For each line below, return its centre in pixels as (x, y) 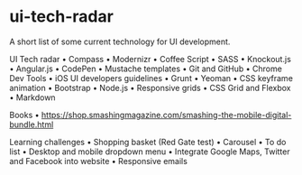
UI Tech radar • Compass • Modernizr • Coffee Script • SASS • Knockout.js (150, 59)
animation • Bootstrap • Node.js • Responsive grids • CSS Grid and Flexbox (150, 87)
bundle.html (32, 124)
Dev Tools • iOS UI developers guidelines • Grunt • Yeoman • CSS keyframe (151, 78)
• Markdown (32, 97)
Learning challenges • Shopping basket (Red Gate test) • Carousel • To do (148, 142)
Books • (24, 115)
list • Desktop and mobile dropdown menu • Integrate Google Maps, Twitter (150, 152)
